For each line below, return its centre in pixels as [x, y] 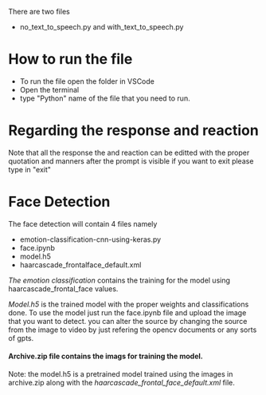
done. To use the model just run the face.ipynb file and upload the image [127, 312]
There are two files [39, 12]
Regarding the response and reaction [133, 130]
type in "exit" [30, 169]
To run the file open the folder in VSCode [87, 81]
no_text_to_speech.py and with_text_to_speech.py [102, 27]
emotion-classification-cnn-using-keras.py [90, 239]
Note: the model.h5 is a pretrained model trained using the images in [121, 374]
